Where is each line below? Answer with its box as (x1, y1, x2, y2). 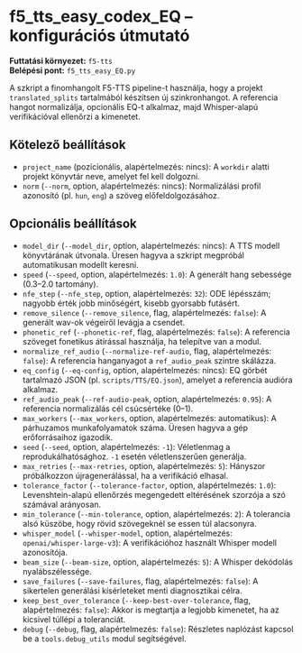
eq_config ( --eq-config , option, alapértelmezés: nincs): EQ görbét (22, 364, 268, 375)
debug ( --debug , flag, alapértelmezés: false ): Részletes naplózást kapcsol (22, 623, 294, 634)
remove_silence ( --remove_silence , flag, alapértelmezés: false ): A (22, 307, 267, 317)
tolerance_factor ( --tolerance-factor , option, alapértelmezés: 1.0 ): (22, 480, 277, 491)
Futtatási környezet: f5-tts (9, 55, 113, 66)
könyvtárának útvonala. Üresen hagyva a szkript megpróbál (22, 250, 245, 261)
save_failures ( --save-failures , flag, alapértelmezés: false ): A (22, 575, 259, 586)
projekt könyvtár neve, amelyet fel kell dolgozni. (22, 170, 201, 181)
